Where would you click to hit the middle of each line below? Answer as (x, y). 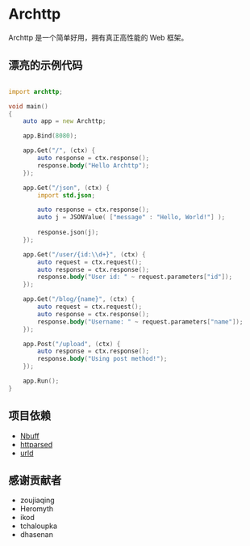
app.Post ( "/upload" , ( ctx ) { (72, 344)
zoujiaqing (37, 500)
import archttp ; (35, 91)
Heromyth (37, 509)
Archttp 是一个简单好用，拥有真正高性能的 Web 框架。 (98, 37)
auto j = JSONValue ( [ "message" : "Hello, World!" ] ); (131, 218)
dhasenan (37, 535)
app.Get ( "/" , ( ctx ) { (59, 150)
